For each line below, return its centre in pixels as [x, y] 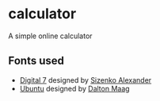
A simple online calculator [50, 36]
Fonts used [36, 61]
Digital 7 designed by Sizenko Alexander [86, 80]
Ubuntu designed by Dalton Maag [74, 88]
